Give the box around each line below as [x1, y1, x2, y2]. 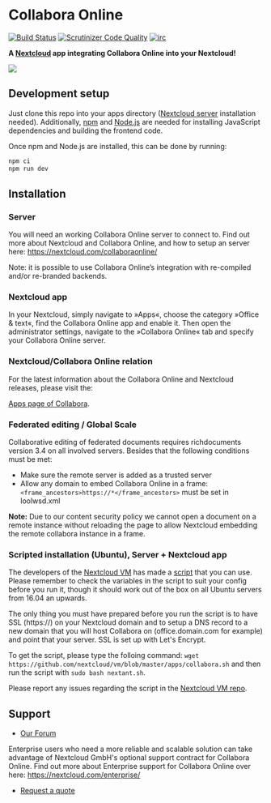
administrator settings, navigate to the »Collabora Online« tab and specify [8, 327, 255, 337]
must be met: [8, 455, 53, 464]
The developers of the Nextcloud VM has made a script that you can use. [8, 567, 252, 577]
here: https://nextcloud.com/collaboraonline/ [8, 247, 158, 257]
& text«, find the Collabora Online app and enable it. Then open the [8, 318, 231, 328]
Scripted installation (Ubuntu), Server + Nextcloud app [8, 549, 227, 560]
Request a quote [19, 786, 75, 796]
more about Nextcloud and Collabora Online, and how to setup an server [8, 238, 251, 248]
